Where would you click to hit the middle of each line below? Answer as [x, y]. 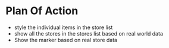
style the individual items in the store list [63, 27]
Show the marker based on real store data [65, 40]
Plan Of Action [42, 11]
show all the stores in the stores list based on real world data [88, 33]
